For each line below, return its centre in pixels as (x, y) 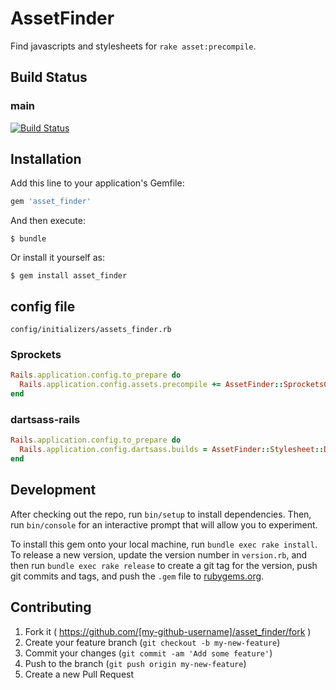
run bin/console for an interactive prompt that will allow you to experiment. (164, 524)
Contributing (51, 607)
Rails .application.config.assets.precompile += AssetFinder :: (151, 385)
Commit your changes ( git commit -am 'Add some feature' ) (148, 653)
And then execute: (48, 221)
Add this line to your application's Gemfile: (97, 183)
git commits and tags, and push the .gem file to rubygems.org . (137, 576)
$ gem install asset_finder (69, 276)
